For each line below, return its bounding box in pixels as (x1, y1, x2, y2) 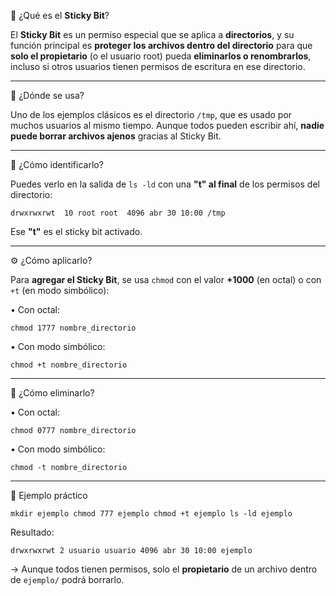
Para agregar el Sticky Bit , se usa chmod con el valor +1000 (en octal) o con (10, 274, 322, 285)
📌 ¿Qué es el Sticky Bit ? (10, 10, 110, 21)
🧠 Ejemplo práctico (10, 490, 88, 501)
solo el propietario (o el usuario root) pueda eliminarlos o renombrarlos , (10, 50, 312, 62)
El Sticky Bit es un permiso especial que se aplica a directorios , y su (10, 29, 295, 40)
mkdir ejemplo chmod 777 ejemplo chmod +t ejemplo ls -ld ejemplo (10, 509, 293, 519)
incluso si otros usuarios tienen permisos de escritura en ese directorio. (10, 61, 306, 72)
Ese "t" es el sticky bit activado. (10, 226, 143, 237)
